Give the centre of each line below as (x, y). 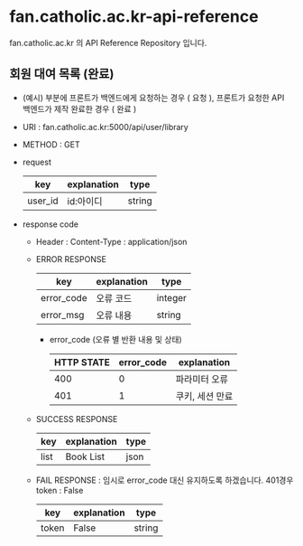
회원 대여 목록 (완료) (62, 74)
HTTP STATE (82, 362)
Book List (85, 457)
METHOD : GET (51, 144)
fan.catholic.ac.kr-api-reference (134, 17)
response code (50, 224)
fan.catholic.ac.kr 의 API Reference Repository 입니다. (108, 42)
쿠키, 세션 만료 (204, 396)
